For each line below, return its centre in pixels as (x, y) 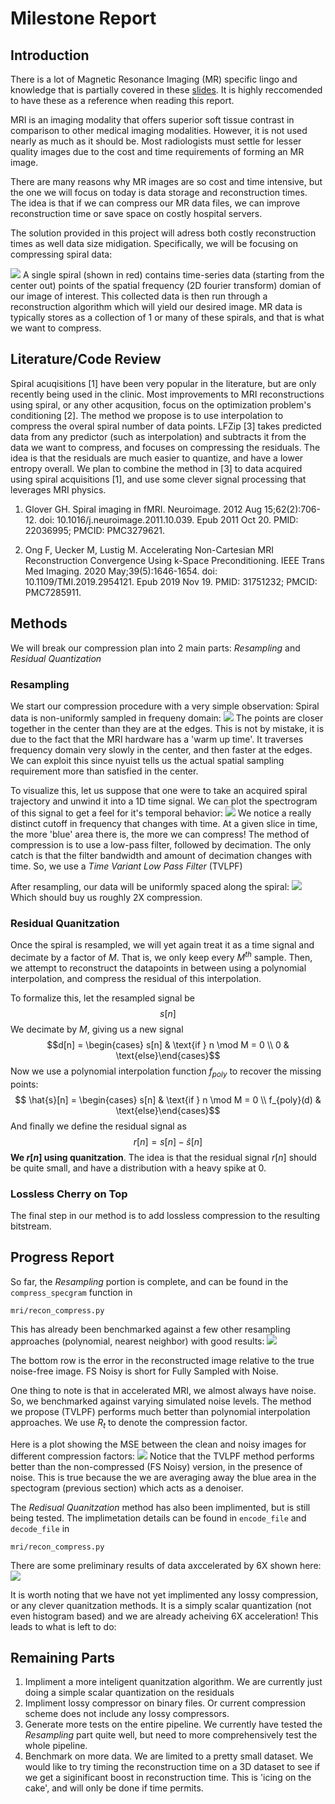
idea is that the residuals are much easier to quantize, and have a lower (157, 458)
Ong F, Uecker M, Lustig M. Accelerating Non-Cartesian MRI (149, 549)
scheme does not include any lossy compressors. (127, 1714)
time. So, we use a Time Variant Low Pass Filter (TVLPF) (126, 866)
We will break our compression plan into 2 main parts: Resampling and (155, 648)
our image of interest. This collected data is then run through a (139, 296)
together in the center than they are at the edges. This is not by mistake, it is (167, 728)
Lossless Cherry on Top (69, 1194)
